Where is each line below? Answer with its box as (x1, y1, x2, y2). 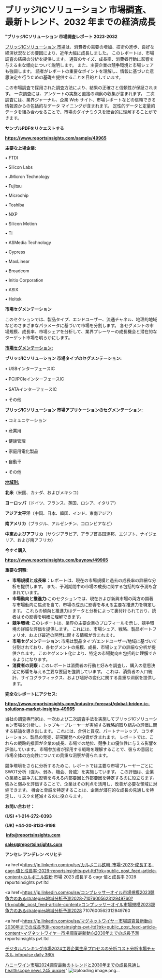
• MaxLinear (5, 258, 30, 264)
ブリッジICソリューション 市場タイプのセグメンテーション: (5, 355, 122, 361)
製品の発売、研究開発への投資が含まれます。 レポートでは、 (29, 734, 150, 740)
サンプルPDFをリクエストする (5, 125, 64, 131)
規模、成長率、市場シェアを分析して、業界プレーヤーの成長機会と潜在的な (9, 329, 157, 334)
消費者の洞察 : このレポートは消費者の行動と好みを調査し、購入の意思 (12, 662, 151, 668)
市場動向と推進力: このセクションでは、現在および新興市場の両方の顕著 (12, 595, 154, 601)
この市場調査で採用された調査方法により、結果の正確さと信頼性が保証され (5, 85, 153, 90)
